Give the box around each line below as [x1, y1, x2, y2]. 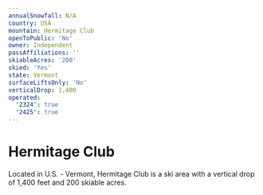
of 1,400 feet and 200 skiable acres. [8, 177, 128, 187]
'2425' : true [15, 109, 59, 117]
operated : [8, 94, 41, 101]
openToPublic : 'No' [8, 34, 73, 42]
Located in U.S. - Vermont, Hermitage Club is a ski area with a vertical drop [8, 169, 255, 178]
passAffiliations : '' [8, 49, 80, 57]
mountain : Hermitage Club [8, 26, 94, 34]
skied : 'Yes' [8, 64, 52, 72]
